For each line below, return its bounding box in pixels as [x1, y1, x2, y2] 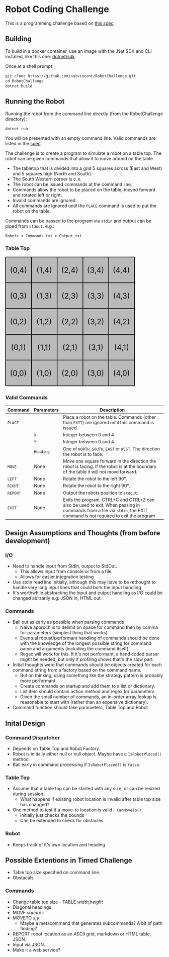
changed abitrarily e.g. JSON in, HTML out [12, 595, 101, 601]
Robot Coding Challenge [5, 4, 109, 15]
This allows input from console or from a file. [20, 568, 113, 575]
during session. [12, 791, 45, 797]
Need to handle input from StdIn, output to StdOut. [12, 563, 117, 569]
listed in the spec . [5, 140, 42, 146]
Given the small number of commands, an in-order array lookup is [20, 694, 157, 700]
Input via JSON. [12, 941, 45, 947]
